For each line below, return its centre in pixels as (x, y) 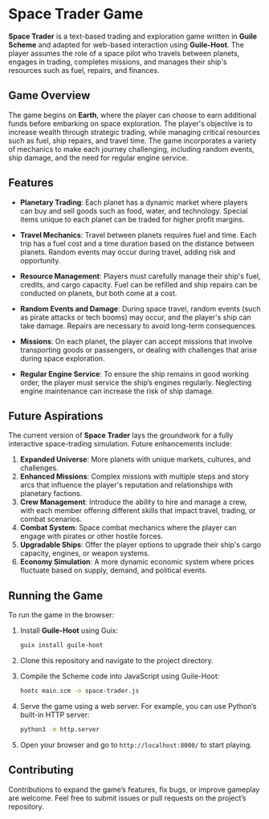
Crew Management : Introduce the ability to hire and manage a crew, (133, 502)
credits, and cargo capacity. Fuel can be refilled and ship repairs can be (139, 284)
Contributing (41, 770)
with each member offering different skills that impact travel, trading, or (138, 511)
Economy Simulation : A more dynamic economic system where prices (137, 562)
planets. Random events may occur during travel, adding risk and (128, 252)
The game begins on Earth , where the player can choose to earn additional (132, 115)
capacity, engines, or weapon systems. (85, 553)
